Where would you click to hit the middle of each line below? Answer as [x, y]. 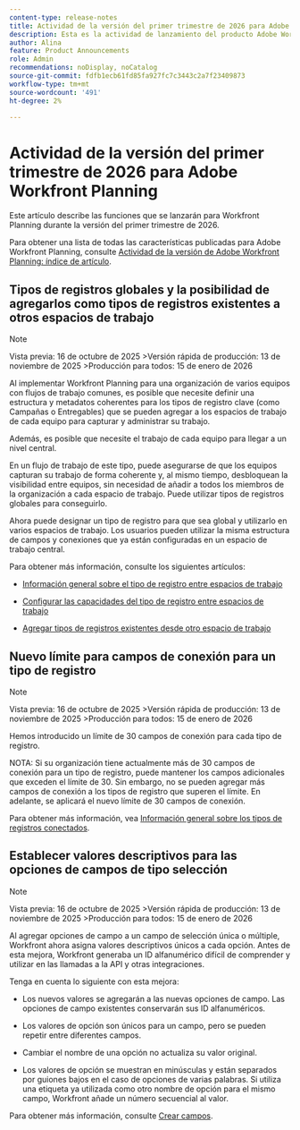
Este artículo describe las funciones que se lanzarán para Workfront [134, 216]
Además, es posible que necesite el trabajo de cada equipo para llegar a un [148, 438]
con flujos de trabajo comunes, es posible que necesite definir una [132, 393]
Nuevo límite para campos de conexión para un [143, 656]
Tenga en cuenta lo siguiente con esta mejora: [95, 981]
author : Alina [36, 42]
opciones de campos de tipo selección [118, 870]
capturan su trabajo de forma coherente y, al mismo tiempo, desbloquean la [149, 475]
